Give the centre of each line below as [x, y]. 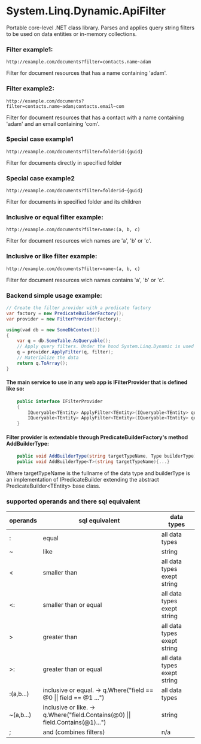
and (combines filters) [74, 732]
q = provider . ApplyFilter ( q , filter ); [65, 352]
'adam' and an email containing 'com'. [53, 123]
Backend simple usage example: [54, 295]
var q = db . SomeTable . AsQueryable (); [64, 341]
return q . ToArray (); [42, 363]
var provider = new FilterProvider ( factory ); [64, 319]
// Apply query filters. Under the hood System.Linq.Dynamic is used [106, 347]
